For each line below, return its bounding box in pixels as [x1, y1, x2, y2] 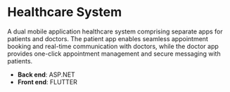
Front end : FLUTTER [17, 77, 77, 86]
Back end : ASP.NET [17, 70, 75, 79]
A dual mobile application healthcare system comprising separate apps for [7, 27, 223, 36]
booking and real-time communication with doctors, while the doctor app [7, 42, 219, 50]
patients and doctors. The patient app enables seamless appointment [7, 34, 209, 43]
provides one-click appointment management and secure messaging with [7, 49, 221, 58]
